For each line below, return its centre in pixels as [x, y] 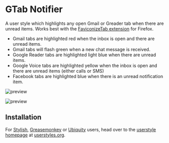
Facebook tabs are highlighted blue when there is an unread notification [88, 76]
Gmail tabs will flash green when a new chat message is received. [81, 49]
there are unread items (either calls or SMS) [58, 71]
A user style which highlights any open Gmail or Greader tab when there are [84, 23]
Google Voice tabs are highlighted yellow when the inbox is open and [85, 65]
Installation [23, 117]
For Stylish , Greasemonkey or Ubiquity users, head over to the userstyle [81, 129]
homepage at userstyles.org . [36, 135]
